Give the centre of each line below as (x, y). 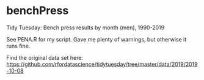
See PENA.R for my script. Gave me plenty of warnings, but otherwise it (97, 39)
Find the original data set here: (45, 57)
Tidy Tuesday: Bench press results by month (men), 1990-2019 (86, 27)
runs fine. (18, 46)
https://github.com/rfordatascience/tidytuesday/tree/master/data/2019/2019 (102, 64)
